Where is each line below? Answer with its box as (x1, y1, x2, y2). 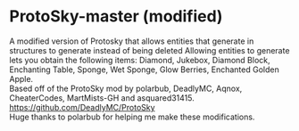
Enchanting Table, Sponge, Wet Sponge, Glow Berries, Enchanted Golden (9, 64, 279, 75)
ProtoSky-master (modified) (9, 6, 223, 27)
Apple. (9, 73, 34, 84)
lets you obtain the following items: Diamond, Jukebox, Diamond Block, (9, 54, 270, 65)
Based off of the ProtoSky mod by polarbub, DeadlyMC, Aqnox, (9, 83, 243, 94)
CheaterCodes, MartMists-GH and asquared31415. (9, 92, 195, 103)
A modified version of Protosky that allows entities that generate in (9, 36, 254, 46)
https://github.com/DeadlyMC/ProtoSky (9, 102, 155, 112)
